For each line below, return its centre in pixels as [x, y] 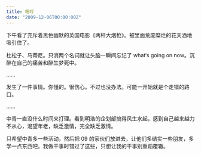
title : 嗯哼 [20, 12]
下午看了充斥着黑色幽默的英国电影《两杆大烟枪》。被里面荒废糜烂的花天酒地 [99, 35]
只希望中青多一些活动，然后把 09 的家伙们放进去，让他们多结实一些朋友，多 [100, 138]
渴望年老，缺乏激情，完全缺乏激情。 [71, 126]
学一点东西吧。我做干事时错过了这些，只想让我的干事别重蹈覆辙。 [87, 146]
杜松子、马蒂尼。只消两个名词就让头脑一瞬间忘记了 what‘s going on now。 [98, 55]
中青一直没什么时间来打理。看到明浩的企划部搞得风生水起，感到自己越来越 [98, 118]
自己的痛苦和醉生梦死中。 [48, 63]
